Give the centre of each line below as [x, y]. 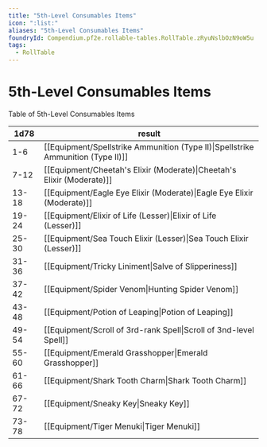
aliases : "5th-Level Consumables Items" [76, 30]
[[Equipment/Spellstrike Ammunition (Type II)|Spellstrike [149, 146]
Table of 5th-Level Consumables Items [72, 114]
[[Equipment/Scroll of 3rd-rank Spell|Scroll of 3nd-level [149, 329]
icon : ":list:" [33, 23]
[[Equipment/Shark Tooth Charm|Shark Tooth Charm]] [145, 380]
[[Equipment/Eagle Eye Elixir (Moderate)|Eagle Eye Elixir [148, 192]
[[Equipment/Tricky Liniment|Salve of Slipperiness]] [141, 266]
